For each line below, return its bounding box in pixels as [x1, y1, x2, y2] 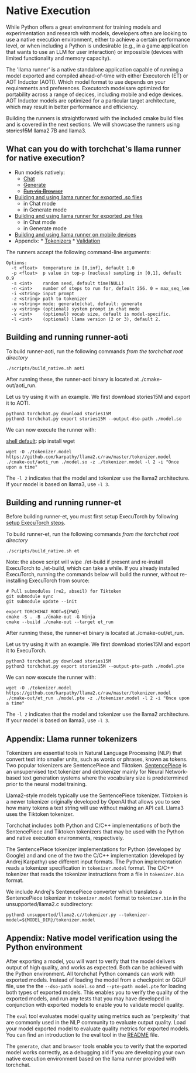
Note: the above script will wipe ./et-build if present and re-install [6, 558, 163, 566]
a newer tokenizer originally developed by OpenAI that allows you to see [6, 798, 180, 805]
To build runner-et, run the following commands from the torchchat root [6, 531, 179, 538]
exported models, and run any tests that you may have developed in [6, 995, 170, 1002]
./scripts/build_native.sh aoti [6, 365, 85, 371]
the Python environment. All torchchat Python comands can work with [6, 971, 175, 977]
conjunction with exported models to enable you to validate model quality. [6, 1002, 184, 1008]
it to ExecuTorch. [6, 647, 47, 654]
